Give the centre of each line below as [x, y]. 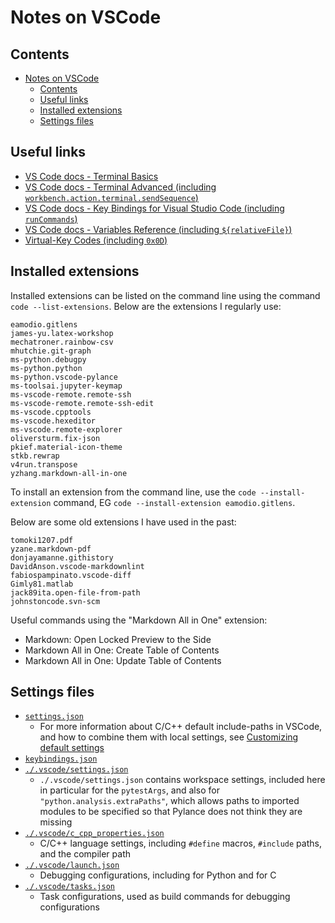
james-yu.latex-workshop [62, 333]
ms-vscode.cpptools [51, 412]
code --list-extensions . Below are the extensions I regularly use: [146, 306]
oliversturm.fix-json [55, 438]
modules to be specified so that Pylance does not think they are [171, 812]
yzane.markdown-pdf [51, 549]
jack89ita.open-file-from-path [75, 592]
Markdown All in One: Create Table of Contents [122, 650]
